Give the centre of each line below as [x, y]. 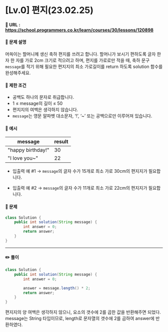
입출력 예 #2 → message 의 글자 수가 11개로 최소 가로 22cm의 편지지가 [80, 188]
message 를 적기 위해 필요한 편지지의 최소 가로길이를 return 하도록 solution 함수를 [84, 66]
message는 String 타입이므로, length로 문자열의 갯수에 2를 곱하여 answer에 [80, 319]
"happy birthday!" [28, 150]
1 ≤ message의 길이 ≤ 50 [37, 103]
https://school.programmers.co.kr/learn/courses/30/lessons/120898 [79, 30]
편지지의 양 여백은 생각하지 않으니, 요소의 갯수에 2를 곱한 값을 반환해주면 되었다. [83, 312]
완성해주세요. [18, 72]
